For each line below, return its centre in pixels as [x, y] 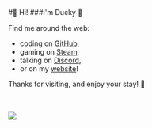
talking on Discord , [50, 60]
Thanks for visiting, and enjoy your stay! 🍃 [77, 84]
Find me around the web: [49, 28]
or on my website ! [49, 69]
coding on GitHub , [49, 43]
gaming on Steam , [49, 52]
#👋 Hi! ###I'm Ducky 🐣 [46, 12]
